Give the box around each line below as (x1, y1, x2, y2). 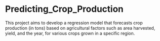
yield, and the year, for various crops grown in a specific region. (5, 30, 135, 36)
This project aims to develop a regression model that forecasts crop (5, 20, 143, 26)
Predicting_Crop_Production (5, 3, 124, 15)
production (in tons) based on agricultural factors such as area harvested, (5, 25, 156, 31)
